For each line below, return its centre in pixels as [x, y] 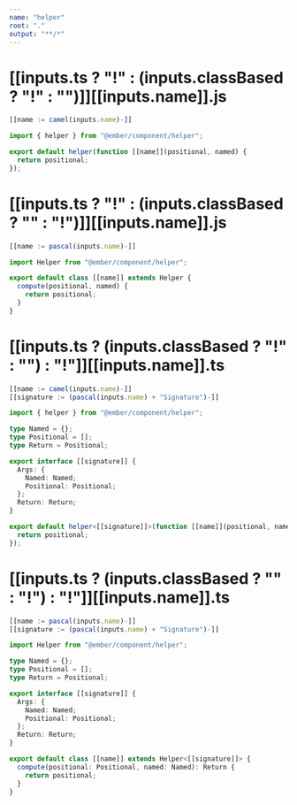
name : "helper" [37, 17]
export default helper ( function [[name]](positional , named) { [128, 152]
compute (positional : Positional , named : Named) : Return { [126, 767]
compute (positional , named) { [72, 287]
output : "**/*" [37, 34]
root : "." [27, 26]
